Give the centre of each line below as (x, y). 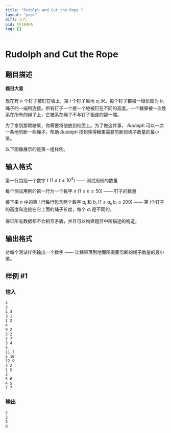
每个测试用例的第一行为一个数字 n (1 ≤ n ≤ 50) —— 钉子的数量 (71, 191)
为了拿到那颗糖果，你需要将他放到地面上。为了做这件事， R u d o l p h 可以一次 (85, 125)
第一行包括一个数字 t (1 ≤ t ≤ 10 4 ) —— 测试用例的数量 (62, 180)
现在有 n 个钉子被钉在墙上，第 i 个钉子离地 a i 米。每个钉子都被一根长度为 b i (85, 101)
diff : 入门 (16, 19)
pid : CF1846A (19, 24)
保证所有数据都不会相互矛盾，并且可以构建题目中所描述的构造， (72, 221)
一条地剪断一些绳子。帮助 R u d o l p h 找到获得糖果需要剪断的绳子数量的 (78, 132)
